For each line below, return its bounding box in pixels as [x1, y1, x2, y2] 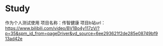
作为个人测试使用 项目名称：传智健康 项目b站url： [5, 20, 106, 25]
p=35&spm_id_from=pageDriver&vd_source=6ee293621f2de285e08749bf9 [5, 30, 158, 36]
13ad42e [5, 35, 23, 42]
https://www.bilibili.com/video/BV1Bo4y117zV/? [5, 25, 100, 31]
